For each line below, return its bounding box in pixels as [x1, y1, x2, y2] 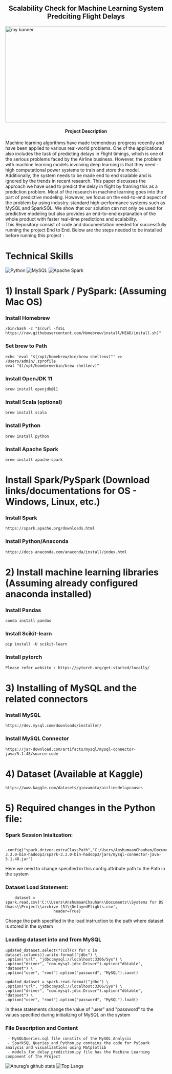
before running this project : [5, 232, 64, 239]
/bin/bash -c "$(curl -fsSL [5, 326, 66, 331]
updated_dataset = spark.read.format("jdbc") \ [5, 979, 109, 984]
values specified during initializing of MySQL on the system [5, 1011, 131, 1018]
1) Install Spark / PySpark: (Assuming [5, 285, 167, 297]
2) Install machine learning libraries [5, 567, 159, 578]
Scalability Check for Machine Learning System [8, 4, 164, 13]
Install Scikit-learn [5, 630, 52, 637]
